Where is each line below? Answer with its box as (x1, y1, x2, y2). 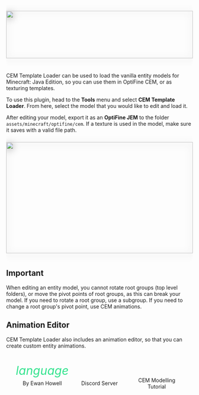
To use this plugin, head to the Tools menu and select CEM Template (6, 96, 175, 103)
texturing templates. (6, 85, 55, 91)
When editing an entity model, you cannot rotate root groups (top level (6, 283, 178, 291)
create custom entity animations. (6, 342, 86, 349)
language (15, 363, 69, 378)
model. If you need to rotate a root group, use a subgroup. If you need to (6, 297, 183, 304)
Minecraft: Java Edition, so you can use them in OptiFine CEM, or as (6, 78, 172, 85)
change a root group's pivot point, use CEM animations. (6, 302, 142, 310)
